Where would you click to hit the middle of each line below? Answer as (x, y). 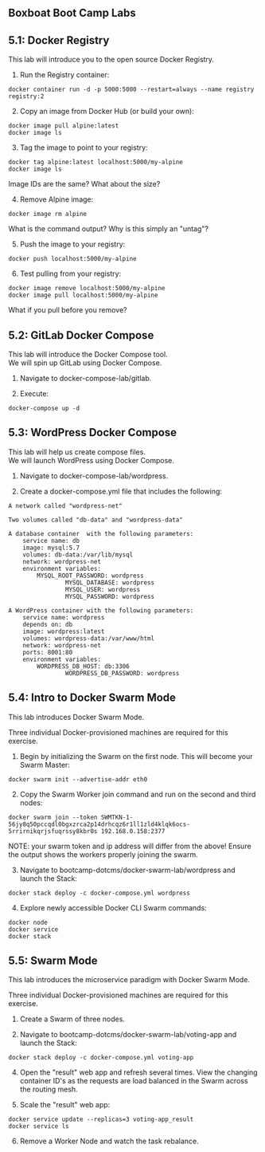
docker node (28, 922)
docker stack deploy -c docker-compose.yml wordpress (99, 893)
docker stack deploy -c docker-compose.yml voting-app (101, 1058)
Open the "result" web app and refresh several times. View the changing (138, 1072)
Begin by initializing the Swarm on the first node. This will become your (136, 756)
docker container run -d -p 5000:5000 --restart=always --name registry (131, 90)
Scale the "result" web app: (65, 1105)
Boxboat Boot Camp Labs (72, 13)
